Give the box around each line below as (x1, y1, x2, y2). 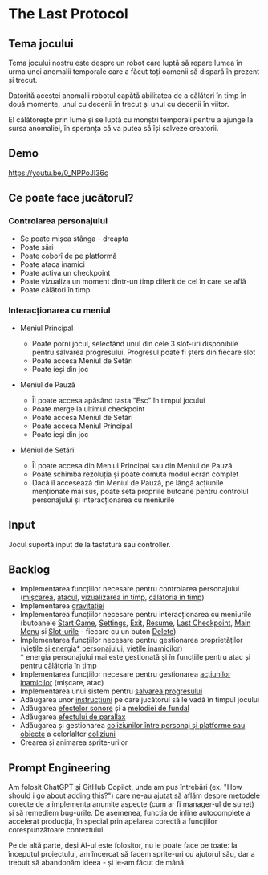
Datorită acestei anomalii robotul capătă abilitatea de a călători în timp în (8, 91, 247, 100)
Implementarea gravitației (19, 601, 105, 611)
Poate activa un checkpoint (19, 268, 111, 277)
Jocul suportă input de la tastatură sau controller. (8, 539, 171, 549)
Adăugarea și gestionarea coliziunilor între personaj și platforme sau (19, 721, 246, 730)
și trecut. (8, 76, 38, 84)
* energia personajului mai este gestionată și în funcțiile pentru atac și (19, 652, 251, 662)
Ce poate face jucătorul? (8, 191, 134, 205)
